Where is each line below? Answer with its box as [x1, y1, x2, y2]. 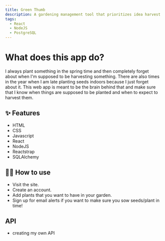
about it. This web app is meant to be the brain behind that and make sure [5, 84, 156, 90]
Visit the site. [12, 181, 39, 187]
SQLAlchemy [12, 154, 39, 160]
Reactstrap [12, 149, 35, 155]
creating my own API [12, 230, 55, 236]
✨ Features [5, 109, 40, 117]
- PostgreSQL [9, 30, 37, 35]
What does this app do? [5, 52, 105, 63]
